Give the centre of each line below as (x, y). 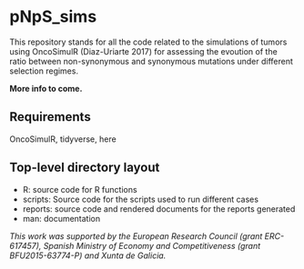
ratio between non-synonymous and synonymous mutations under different (152, 61)
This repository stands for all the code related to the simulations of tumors (148, 42)
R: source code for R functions (80, 189)
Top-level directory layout (85, 168)
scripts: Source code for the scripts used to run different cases (141, 199)
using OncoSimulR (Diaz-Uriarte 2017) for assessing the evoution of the (143, 51)
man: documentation (61, 218)
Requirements (50, 117)
